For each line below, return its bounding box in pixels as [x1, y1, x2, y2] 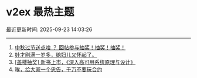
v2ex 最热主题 [6, 5, 74, 19]
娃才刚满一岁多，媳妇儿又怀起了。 [14, 51, 97, 58]
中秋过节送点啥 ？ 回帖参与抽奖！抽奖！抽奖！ [14, 43, 126, 50]
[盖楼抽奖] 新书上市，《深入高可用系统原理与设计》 [14, 58, 136, 65]
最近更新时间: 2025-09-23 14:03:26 [6, 26, 93, 33]
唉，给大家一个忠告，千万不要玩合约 [14, 66, 103, 73]
